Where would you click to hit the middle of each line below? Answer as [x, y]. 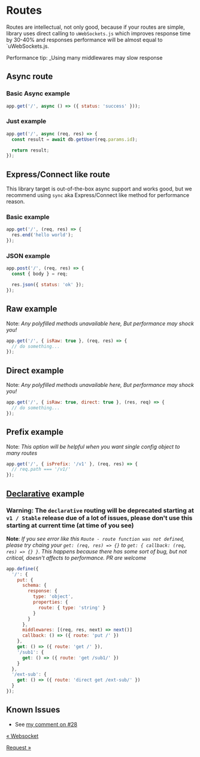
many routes [22, 453]
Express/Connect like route [58, 174]
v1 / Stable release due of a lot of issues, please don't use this [99, 518]
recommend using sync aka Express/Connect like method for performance [98, 195]
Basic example [28, 217]
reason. [16, 202]
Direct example [35, 370]
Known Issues [33, 710]
